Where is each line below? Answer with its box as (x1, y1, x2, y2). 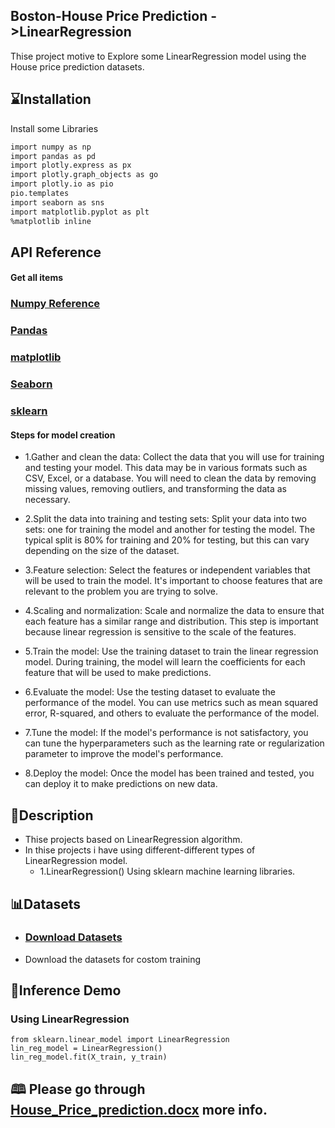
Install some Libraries (10, 122, 99, 134)
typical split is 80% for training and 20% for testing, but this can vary (24, 534, 310, 546)
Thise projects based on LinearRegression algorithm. (24, 834, 243, 846)
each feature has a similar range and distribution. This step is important (24, 615, 319, 628)
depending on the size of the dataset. (24, 545, 180, 557)
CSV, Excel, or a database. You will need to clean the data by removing (24, 472, 317, 484)
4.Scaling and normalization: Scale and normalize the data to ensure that (24, 605, 325, 617)
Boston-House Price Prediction (10, 8, 208, 25)
